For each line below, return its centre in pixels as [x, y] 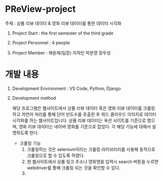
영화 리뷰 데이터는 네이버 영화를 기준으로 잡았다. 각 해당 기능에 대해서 [85, 126]
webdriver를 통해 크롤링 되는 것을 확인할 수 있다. [74, 168]
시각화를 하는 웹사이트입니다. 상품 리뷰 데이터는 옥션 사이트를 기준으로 [79, 120]
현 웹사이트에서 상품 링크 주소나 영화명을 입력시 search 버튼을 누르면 [93, 161]
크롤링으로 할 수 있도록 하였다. [56, 155]
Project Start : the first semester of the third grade [63, 33]
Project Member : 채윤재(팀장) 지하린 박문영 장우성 [61, 53]
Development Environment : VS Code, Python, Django [67, 88]
